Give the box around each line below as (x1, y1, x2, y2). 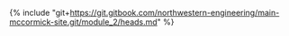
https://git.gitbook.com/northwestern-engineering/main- (69, 8, 280, 18)
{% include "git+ (9, 8, 70, 18)
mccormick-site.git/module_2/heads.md (9, 17, 158, 27)
